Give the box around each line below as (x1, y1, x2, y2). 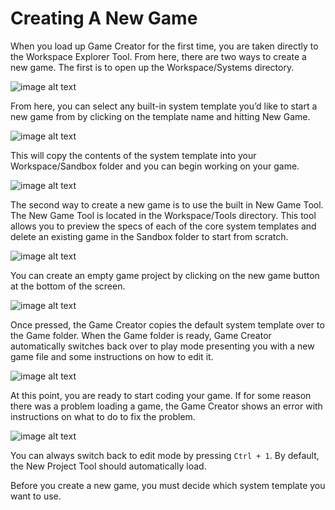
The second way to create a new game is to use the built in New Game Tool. (10, 198, 324, 211)
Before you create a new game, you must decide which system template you (10, 479, 326, 491)
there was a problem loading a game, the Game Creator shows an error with (10, 400, 323, 412)
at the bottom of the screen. (10, 280, 126, 292)
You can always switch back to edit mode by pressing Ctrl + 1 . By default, (10, 449, 320, 461)
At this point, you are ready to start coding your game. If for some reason (10, 389, 312, 401)
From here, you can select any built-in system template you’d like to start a (10, 100, 318, 112)
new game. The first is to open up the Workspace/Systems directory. (10, 61, 295, 73)
